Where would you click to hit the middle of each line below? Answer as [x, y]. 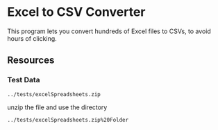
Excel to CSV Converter [76, 12]
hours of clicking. [32, 38]
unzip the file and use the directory [57, 107]
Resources [31, 61]
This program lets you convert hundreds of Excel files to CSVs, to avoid [109, 31]
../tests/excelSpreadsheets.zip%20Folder [68, 120]
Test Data [24, 80]
